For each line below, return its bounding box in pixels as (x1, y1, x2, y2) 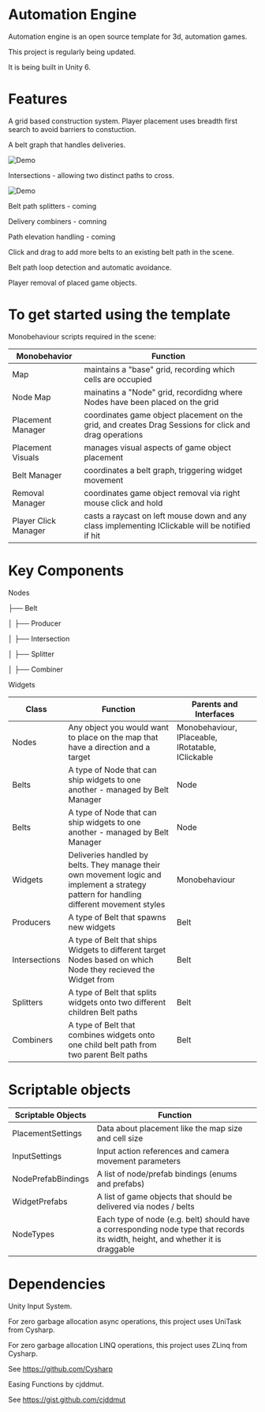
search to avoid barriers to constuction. (8, 124, 136, 134)
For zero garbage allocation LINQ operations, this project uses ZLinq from (8, 1340, 248, 1350)
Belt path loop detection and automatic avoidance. (8, 263, 172, 272)
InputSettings (12, 1150, 62, 1161)
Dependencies (8, 1275, 106, 1293)
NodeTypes (12, 1228, 55, 1240)
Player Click (12, 515, 57, 526)
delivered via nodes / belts (96, 1201, 195, 1212)
